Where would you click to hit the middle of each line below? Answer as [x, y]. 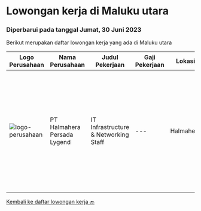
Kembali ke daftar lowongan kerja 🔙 [50, 202]
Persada [62, 134]
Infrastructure [110, 127]
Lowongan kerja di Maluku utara [88, 11]
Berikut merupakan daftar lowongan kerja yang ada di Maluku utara [89, 42]
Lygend [60, 142]
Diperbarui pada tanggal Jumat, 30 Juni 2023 [74, 30]
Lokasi [186, 61]
